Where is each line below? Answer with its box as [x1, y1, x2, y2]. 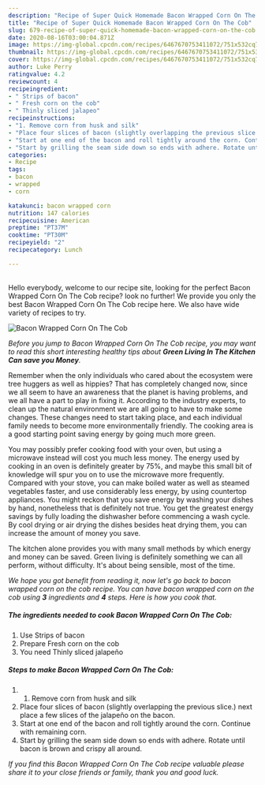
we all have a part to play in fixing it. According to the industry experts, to [8, 395, 246, 405]
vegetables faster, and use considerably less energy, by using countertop [8, 486, 247, 495]
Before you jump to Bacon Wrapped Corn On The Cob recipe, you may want [8, 338, 256, 348]
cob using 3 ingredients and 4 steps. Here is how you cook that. [8, 592, 217, 602]
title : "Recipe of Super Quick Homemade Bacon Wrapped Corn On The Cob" [8, 19, 252, 27]
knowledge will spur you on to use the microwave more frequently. [8, 469, 225, 479]
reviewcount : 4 [8, 77, 58, 85]
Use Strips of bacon [19, 630, 85, 640]
